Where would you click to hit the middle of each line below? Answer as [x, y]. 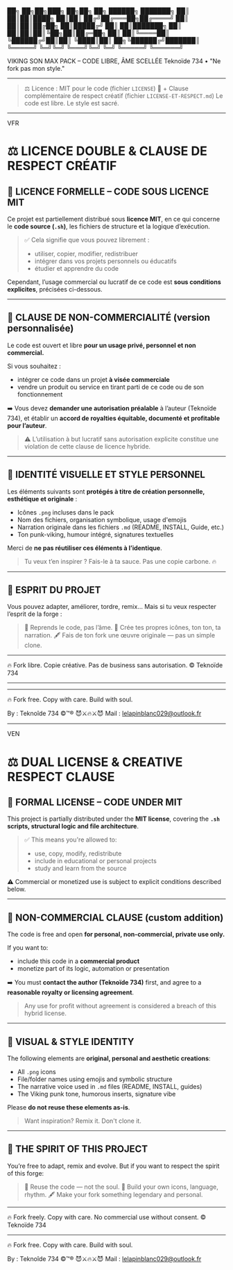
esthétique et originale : [42, 499]
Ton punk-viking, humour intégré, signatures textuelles [95, 534]
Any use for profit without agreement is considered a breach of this [120, 1006]
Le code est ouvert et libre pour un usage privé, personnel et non [102, 345]
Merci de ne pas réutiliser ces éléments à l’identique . [85, 548]
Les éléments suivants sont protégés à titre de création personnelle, [106, 491]
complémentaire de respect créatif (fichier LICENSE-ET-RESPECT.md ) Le [123, 96]
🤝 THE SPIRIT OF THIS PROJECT [78, 1149]
